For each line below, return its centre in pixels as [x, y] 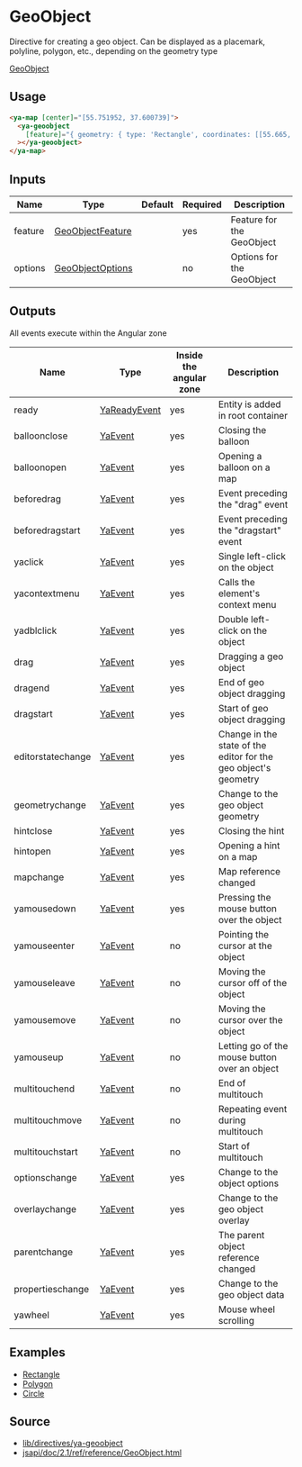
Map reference [249, 871]
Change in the [248, 734]
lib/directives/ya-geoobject [72, 1444]
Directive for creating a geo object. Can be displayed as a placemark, [138, 41]
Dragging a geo [251, 657]
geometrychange [50, 805]
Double [233, 619]
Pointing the [244, 934]
